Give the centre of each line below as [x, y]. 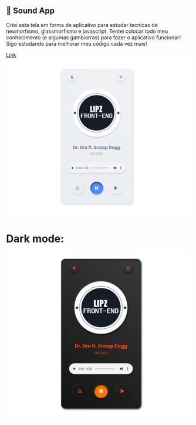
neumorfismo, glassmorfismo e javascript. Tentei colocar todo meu [87, 31]
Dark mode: [35, 239]
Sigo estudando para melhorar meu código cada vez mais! [77, 43]
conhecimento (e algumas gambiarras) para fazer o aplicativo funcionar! [93, 37]
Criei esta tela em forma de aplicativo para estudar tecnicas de [82, 25]
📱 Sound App [30, 11]
